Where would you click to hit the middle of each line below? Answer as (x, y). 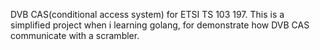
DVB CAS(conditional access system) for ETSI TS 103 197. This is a (147, 14)
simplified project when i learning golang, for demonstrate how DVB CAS (160, 25)
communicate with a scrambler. (75, 35)
